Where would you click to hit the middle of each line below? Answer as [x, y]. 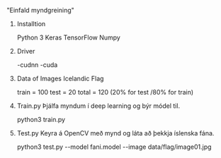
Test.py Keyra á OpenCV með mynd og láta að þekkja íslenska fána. [115, 133]
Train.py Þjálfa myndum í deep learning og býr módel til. [98, 106]
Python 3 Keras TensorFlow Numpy [69, 37]
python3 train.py [41, 120]
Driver [26, 51]
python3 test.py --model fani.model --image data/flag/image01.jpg [114, 147]
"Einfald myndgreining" [41, 10]
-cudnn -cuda [37, 65]
